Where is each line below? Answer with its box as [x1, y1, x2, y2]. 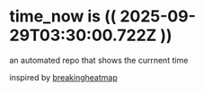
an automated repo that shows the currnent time [9, 54, 189, 65]
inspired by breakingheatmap [9, 71, 119, 82]
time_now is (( [9, 6, 117, 27]
